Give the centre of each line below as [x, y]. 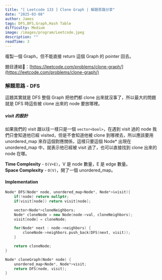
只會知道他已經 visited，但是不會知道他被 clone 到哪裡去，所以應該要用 [81, 135]
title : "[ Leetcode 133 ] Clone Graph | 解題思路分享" [60, 10]
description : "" [22, 37]
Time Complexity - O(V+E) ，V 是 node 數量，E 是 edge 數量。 [68, 164]
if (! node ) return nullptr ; [41, 197]
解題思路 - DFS [23, 85]
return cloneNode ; [33, 246]
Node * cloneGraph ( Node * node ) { [38, 259]
